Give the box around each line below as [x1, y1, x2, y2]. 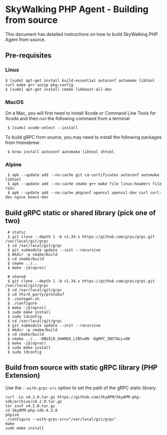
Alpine [5, 161, 22, 168]
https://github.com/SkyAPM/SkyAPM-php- [57, 394, 142, 400]
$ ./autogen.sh [7, 297, 39, 302]
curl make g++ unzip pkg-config [5, 82, 73, 87]
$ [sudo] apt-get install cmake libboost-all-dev [5, 87, 112, 92]
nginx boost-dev [14, 195, 49, 200]
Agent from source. [5, 37, 46, 43]
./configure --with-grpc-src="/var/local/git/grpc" [5, 417, 116, 422]
